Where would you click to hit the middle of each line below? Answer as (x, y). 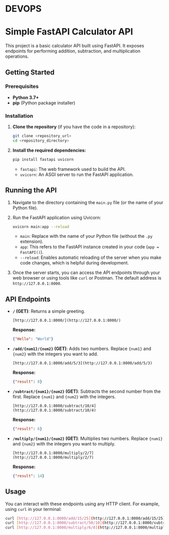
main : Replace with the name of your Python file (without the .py (86, 236)
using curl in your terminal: (33, 509)
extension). (32, 241)
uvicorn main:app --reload (41, 227)
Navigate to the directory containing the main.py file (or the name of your (88, 202)
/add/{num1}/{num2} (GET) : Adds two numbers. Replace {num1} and (82, 349)
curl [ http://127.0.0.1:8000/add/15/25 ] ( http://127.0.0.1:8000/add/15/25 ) (85, 518)
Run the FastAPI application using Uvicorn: (57, 217)
